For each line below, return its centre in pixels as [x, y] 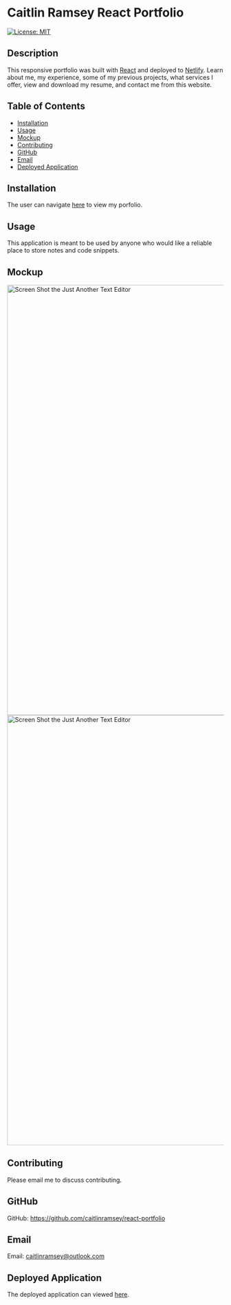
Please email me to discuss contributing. [65, 1180]
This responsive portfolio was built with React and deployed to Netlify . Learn [115, 70]
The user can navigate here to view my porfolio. [75, 205]
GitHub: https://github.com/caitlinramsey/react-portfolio [86, 1218]
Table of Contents [46, 106]
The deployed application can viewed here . [68, 1295]
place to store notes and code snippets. [63, 251]
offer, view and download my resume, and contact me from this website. [109, 85]
